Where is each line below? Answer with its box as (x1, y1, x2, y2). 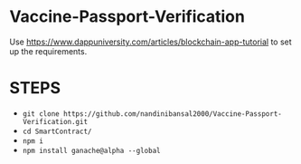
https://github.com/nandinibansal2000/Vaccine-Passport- (62, 109, 282, 119)
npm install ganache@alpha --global (22, 146, 161, 155)
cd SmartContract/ (22, 127, 92, 136)
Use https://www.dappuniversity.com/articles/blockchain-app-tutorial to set (9, 36, 292, 47)
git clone (22, 109, 61, 119)
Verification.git (22, 117, 89, 126)
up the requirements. (9, 45, 88, 56)
